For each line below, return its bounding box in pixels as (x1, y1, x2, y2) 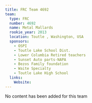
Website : (14, 80, 32, 84)
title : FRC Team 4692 (5, 7, 49, 12)
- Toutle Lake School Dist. (14, 48, 71, 53)
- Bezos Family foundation (14, 62, 69, 66)
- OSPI (14, 43, 27, 48)
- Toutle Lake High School (14, 71, 69, 76)
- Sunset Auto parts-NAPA (14, 57, 67, 62)
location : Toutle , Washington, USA (9, 35, 84, 40)
